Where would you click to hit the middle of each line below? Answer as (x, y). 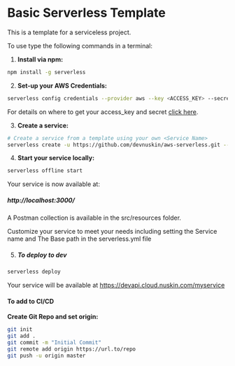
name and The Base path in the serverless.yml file (79, 239)
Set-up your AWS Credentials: (62, 85)
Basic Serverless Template (86, 13)
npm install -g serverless (47, 72)
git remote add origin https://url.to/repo (72, 349)
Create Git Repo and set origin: (53, 317)
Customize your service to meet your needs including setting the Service (112, 232)
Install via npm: (40, 59)
